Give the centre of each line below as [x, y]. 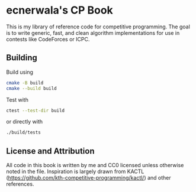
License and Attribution [50, 151]
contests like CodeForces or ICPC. [48, 39]
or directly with [25, 122]
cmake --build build [32, 88]
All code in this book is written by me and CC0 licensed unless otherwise [95, 165]
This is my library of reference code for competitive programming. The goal [98, 27]
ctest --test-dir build [36, 110]
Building [22, 58]
